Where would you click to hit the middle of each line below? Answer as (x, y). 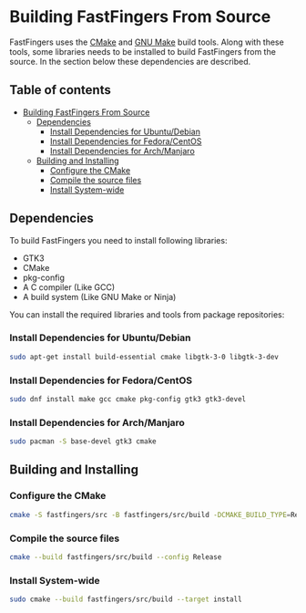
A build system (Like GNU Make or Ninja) (99, 296)
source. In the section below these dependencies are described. (130, 61)
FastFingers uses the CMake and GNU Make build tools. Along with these (147, 42)
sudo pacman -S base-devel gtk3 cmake (83, 442)
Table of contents (60, 90)
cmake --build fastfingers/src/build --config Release (116, 557)
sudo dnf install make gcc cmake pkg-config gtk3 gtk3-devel (128, 400)
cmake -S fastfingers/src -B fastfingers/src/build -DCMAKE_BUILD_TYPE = (150, 514)
